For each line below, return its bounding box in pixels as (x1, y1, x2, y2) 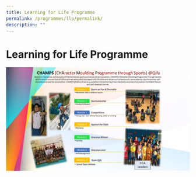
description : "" (6, 22, 45, 27)
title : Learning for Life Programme (6, 9, 95, 15)
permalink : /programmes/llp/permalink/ (6, 15, 103, 22)
